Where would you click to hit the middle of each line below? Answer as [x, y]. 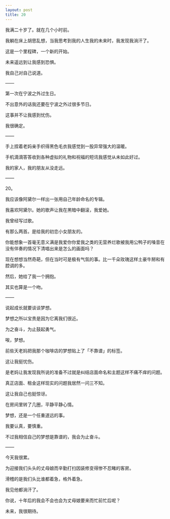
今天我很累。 [18, 457]
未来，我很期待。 [23, 511]
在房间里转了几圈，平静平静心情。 [41, 404]
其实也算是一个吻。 [25, 287]
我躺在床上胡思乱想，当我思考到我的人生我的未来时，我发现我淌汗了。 [78, 41]
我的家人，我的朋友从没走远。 [36, 168]
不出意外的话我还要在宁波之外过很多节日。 [50, 104]
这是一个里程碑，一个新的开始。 [38, 51]
